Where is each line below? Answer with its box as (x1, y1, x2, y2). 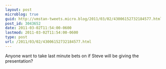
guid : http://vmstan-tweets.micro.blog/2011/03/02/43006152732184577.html (5, 16, 163, 21)
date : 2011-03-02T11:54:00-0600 (5, 26, 72, 31)
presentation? (5, 58, 33, 64)
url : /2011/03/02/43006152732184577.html (5, 39, 92, 44)
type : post (5, 35, 28, 40)
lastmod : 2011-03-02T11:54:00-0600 (5, 30, 79, 35)
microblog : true (5, 12, 39, 17)
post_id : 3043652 (5, 21, 41, 26)
